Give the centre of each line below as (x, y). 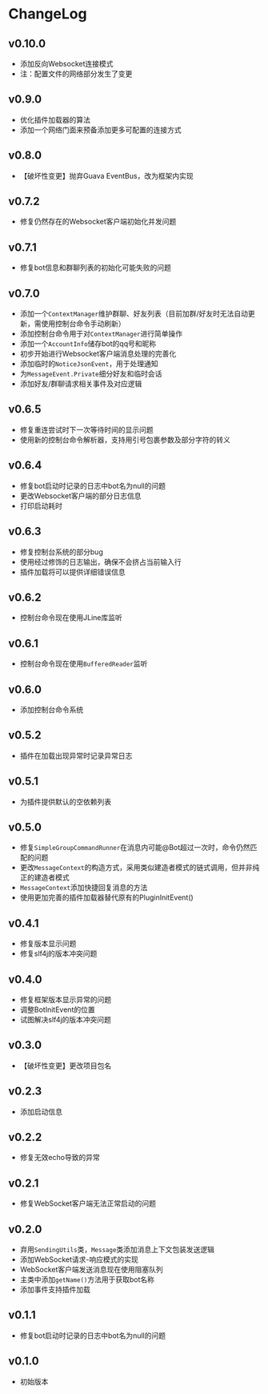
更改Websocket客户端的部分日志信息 (80, 496)
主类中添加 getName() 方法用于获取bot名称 (87, 1279)
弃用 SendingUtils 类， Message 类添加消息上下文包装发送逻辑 (117, 1250)
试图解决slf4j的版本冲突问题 (66, 1019)
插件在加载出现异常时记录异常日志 (76, 755)
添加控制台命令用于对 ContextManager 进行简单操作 (101, 334)
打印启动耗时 (41, 506)
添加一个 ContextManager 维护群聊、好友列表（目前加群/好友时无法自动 (134, 314)
